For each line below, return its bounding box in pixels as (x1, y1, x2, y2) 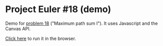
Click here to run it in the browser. (5, 35, 76, 41)
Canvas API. (5, 25, 31, 31)
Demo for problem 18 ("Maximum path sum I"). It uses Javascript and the (5, 20, 158, 26)
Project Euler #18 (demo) (5, 4, 112, 15)
